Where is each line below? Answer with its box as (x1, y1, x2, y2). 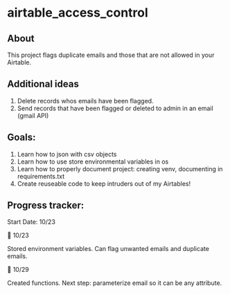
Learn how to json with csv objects (17, 150, 117, 158)
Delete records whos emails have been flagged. (17, 96, 154, 105)
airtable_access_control (7, 5, 149, 21)
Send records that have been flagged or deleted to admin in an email (17, 104, 213, 112)
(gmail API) (17, 111, 49, 119)
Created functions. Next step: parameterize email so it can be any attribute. (7, 279, 222, 287)
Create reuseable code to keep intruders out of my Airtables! (17, 179, 191, 188)
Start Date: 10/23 (7, 218, 55, 226)
